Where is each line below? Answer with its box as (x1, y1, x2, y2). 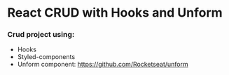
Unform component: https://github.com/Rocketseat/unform (17, 60, 188, 69)
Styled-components (17, 53, 76, 61)
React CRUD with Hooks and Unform (7, 5, 223, 21)
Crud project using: (7, 30, 75, 40)
